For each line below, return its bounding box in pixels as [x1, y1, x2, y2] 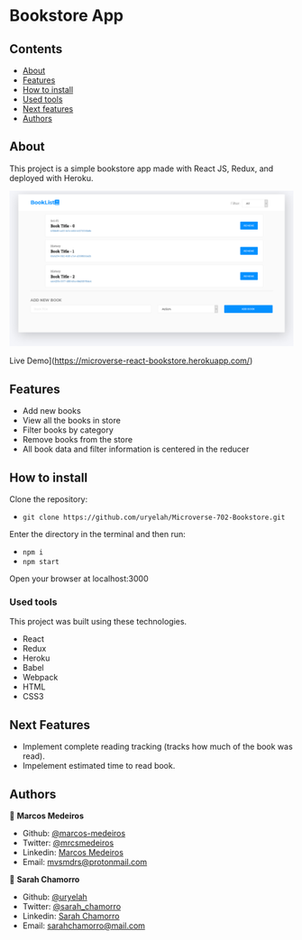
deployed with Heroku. [9, 172, 94, 183]
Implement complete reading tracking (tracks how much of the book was [22, 741, 293, 753]
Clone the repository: [9, 494, 88, 505]
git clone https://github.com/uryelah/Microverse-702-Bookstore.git [22, 513, 286, 523]
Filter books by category [22, 424, 114, 435]
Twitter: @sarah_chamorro [22, 900, 122, 911]
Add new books [22, 406, 81, 416]
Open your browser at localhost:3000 [9, 573, 149, 584]
